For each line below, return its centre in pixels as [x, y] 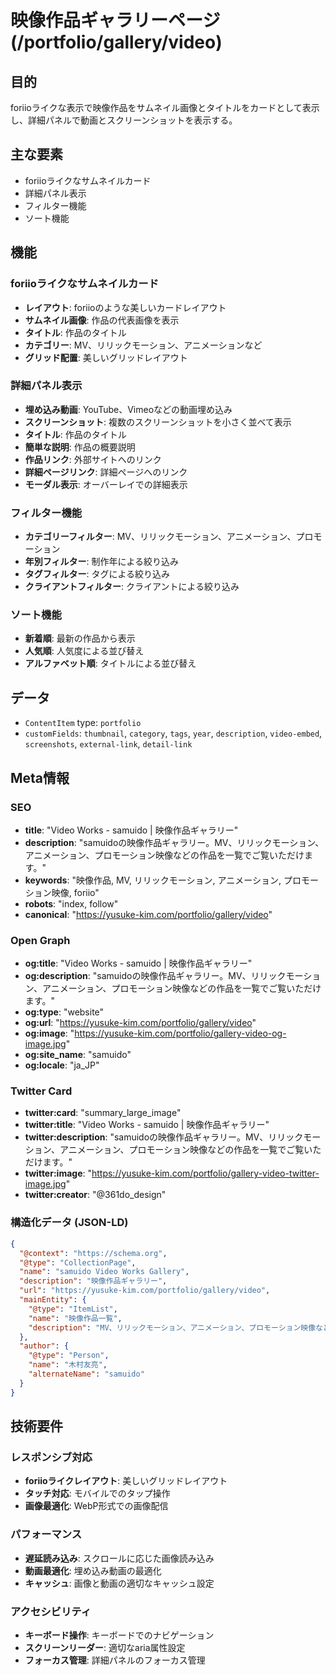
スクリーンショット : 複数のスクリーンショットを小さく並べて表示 [158, 422]
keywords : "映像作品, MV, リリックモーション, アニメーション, [153, 880]
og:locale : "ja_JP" [62, 1065]
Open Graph [40, 940]
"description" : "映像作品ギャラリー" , [93, 1281]
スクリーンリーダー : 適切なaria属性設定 [105, 1647]
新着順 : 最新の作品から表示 [80, 638]
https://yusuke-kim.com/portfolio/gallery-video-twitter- [205, 1173]
